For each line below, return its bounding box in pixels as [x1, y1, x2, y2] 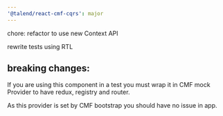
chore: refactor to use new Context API [7, 29, 119, 37]
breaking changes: [7, 63, 90, 75]
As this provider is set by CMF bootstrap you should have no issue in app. [7, 101, 217, 110]
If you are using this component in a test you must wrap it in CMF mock [7, 81, 211, 89]
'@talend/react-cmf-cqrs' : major [7, 10, 104, 17]
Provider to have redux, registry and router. [7, 88, 130, 97]
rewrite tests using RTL [7, 42, 73, 50]
